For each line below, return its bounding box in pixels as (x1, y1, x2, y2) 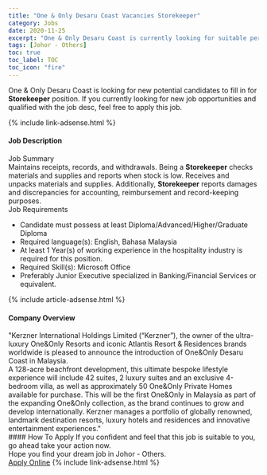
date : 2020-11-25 (8, 26, 66, 34)
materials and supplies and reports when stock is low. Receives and (8, 171, 230, 180)
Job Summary (8, 153, 54, 163)
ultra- (235, 331, 254, 340)
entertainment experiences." (8, 424, 102, 434)
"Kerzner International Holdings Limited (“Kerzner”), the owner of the (8, 331, 234, 340)
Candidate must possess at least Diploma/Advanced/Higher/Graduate (19, 220, 249, 230)
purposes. (8, 196, 42, 206)
